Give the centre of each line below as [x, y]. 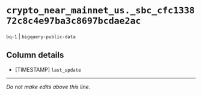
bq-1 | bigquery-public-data [41, 36]
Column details [35, 55]
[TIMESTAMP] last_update [48, 69]
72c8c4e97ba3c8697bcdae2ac [74, 21]
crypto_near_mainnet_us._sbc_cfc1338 [101, 10]
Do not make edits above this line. [48, 87]
